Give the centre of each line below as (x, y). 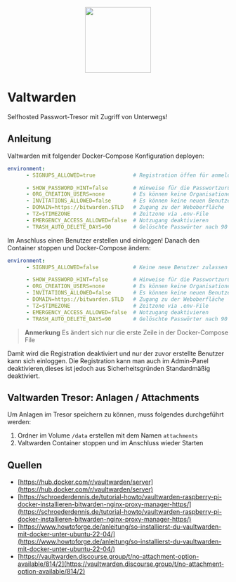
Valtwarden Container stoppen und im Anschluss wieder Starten (110, 443)
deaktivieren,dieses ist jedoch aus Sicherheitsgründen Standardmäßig (109, 368)
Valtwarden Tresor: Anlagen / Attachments (103, 397)
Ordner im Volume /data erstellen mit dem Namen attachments (107, 435)
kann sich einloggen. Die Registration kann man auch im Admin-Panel (108, 360)
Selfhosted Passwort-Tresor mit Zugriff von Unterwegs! (87, 116)
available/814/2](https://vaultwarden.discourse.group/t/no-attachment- (121, 564)
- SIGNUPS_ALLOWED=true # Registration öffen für (117, 175)
